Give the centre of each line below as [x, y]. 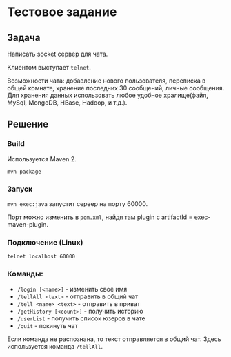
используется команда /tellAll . [55, 346]
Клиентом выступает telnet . [49, 67]
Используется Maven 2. [42, 159]
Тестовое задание [62, 12]
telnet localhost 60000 [41, 257]
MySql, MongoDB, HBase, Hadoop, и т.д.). [67, 103]
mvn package [24, 172]
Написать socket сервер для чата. [58, 54]
